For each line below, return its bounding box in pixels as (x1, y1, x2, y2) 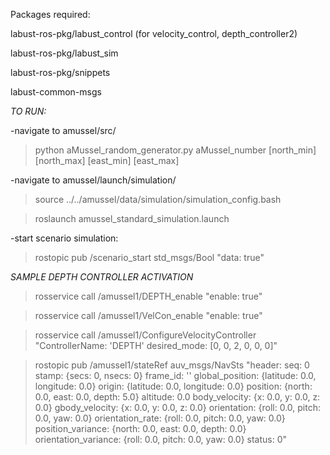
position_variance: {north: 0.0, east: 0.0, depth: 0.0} (34, 423, 247, 434)
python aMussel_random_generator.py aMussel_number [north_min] (34, 144, 317, 156)
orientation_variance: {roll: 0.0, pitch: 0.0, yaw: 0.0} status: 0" (34, 434, 288, 445)
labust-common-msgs (10, 86, 102, 98)
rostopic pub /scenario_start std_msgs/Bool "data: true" (34, 252, 265, 263)
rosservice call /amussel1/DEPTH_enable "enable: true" (34, 290, 263, 302)
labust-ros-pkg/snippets (10, 67, 111, 78)
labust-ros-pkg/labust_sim (10, 47, 119, 59)
